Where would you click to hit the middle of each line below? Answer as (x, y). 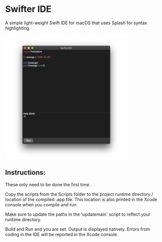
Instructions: (25, 172)
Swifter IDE (28, 9)
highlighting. (18, 28)
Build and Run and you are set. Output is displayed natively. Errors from (78, 229)
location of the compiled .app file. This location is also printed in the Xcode (81, 199)
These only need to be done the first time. (48, 185)
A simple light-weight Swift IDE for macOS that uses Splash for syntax (76, 23)
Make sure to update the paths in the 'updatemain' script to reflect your (78, 214)
